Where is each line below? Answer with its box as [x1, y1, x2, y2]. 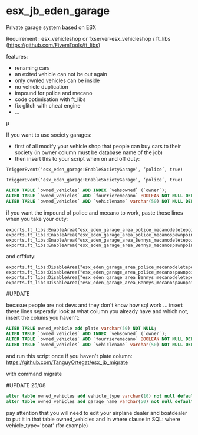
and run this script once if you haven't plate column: [6, 353, 133, 360]
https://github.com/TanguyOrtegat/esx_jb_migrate [6, 359, 128, 366]
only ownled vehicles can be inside [14, 77, 100, 84]
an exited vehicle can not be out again [14, 70, 107, 77]
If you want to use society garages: [6, 131, 92, 138]
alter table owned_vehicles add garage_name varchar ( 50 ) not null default [6, 398, 194, 404]
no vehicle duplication [14, 83, 69, 90]
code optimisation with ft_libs [14, 96, 86, 103]
